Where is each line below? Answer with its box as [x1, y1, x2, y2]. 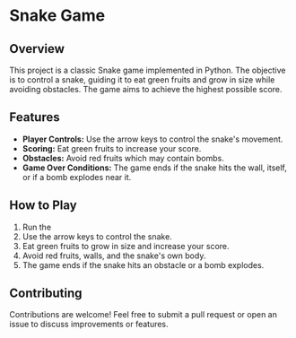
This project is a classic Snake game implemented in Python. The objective [9, 65, 286, 75]
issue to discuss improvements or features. [9, 319, 169, 330]
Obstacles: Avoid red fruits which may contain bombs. [22, 152, 224, 163]
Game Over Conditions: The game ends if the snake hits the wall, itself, [22, 162, 287, 173]
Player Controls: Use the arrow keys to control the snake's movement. [22, 134, 283, 144]
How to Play [9, 198, 78, 213]
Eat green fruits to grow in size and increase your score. [22, 240, 231, 251]
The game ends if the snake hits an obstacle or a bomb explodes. [22, 259, 265, 270]
